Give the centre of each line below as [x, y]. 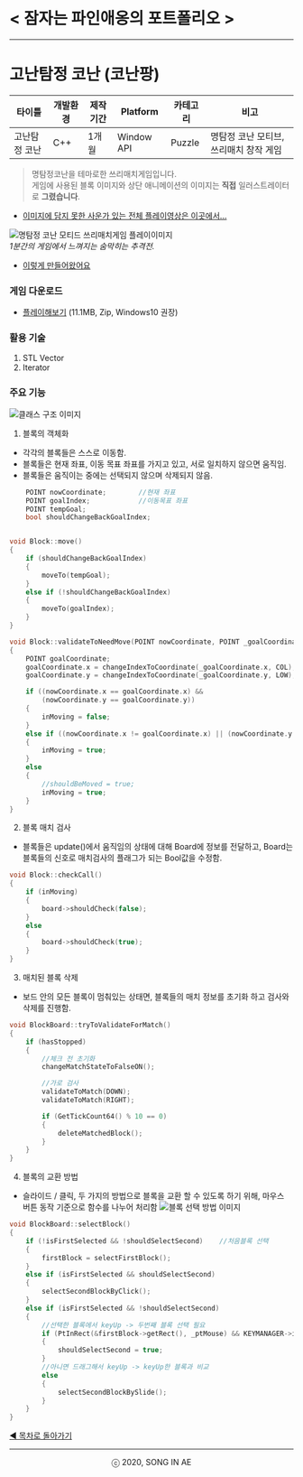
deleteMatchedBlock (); [100, 1133]
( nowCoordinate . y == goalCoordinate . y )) [119, 701]
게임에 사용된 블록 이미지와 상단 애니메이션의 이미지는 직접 [134, 185]
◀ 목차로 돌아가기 [41, 1435]
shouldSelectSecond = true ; [110, 1351]
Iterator [36, 367]
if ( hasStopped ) [56, 1042]
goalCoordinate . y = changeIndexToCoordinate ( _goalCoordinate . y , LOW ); [161, 675]
